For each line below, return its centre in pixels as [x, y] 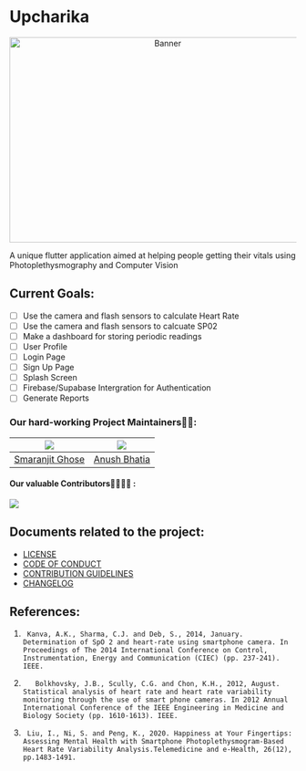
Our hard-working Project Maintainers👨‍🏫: [103, 422]
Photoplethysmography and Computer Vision [94, 265]
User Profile [45, 346]
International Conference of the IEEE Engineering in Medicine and [153, 708]
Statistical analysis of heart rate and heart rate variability [147, 692]
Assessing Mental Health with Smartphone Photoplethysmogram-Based [153, 742]
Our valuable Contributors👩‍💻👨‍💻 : [73, 484]
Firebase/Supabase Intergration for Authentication [117, 388]
